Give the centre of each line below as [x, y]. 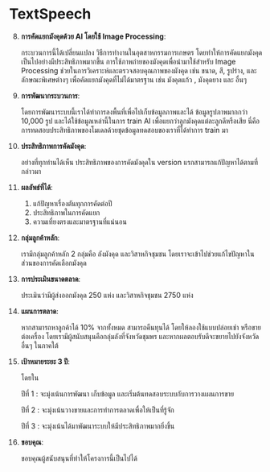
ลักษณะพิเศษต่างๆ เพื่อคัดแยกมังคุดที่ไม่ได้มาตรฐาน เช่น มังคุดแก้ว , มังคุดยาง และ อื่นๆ [134, 79]
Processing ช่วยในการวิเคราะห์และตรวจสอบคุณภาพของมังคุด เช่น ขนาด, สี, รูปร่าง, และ [139, 70]
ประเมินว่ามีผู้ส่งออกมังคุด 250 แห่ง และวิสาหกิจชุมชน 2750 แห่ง [107, 295]
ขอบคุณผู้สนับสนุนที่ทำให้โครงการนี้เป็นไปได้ [79, 458]
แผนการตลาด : [39, 311]
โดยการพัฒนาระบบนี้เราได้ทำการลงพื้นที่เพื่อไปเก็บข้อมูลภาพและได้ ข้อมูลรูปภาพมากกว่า [134, 112]
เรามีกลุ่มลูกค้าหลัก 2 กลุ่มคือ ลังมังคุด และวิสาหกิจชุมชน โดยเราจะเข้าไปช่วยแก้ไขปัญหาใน [137, 254]
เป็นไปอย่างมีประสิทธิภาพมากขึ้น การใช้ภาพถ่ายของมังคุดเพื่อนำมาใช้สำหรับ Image [128, 61]
